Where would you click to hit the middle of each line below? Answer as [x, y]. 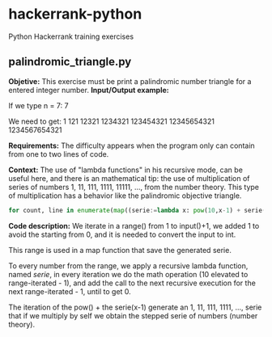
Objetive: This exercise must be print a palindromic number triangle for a [130, 81]
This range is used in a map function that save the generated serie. [120, 250]
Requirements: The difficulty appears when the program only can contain [132, 145]
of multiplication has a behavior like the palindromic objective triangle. [125, 196]
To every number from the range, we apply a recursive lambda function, [128, 265]
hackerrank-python [75, 14]
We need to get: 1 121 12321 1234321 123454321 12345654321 [111, 121]
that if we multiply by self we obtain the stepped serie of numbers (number [133, 315]
